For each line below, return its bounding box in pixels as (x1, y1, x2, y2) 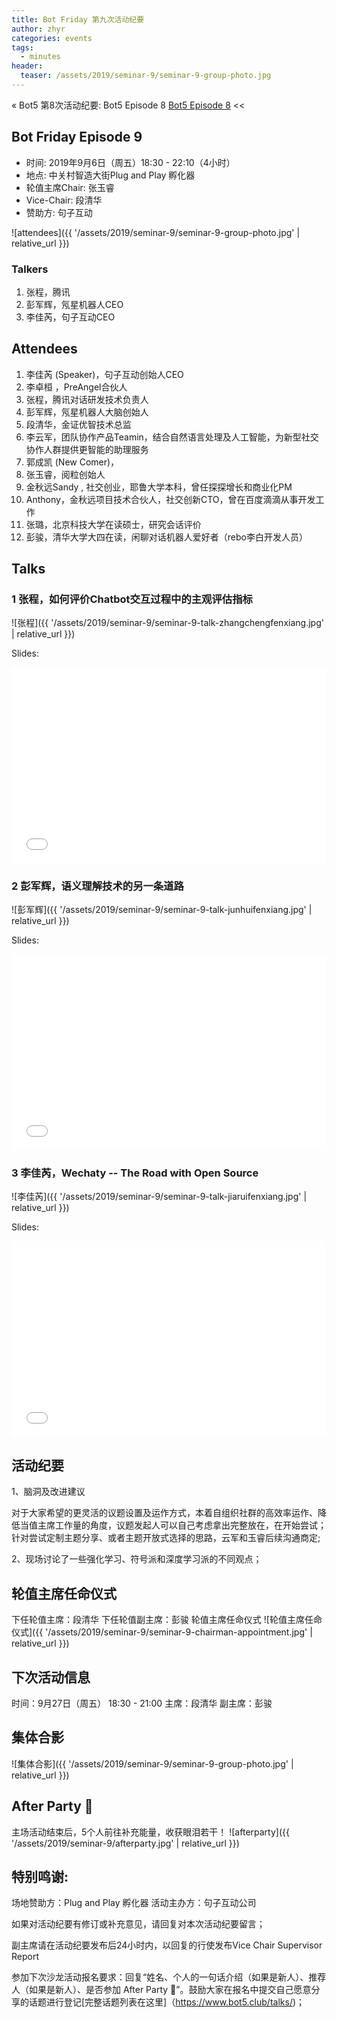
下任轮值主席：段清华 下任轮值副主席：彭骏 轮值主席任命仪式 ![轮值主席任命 (11, 1614, 323, 1626)
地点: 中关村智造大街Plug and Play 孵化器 (25, 169, 196, 181)
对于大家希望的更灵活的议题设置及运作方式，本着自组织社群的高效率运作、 (11, 1507, 318, 1519)
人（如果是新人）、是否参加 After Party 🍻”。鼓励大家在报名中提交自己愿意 (11, 1984, 312, 1996)
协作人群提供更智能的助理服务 (25, 443, 149, 455)
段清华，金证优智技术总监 (25, 418, 132, 430)
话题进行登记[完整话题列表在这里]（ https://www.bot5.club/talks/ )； (28, 1996, 306, 2008)
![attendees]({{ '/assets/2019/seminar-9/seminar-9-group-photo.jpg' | (11, 226, 301, 238)
